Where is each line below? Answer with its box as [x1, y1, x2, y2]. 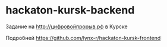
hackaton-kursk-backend [5, 4, 135, 17]
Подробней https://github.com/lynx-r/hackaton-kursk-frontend [5, 34, 161, 41]
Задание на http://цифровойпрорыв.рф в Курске [5, 23, 128, 30]
